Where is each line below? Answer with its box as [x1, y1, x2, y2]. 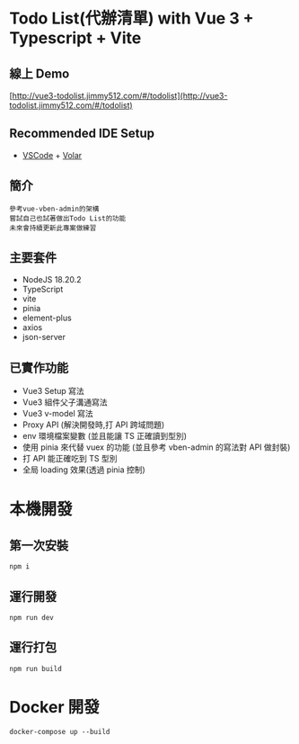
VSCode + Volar [22, 149, 83, 160]
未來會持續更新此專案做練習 [9, 223, 97, 232]
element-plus [22, 312, 72, 324]
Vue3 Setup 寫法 [22, 386, 84, 397]
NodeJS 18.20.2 [22, 274, 83, 285]
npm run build [9, 664, 63, 673]
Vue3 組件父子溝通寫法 [22, 397, 108, 408]
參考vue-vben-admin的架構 [9, 204, 100, 213]
